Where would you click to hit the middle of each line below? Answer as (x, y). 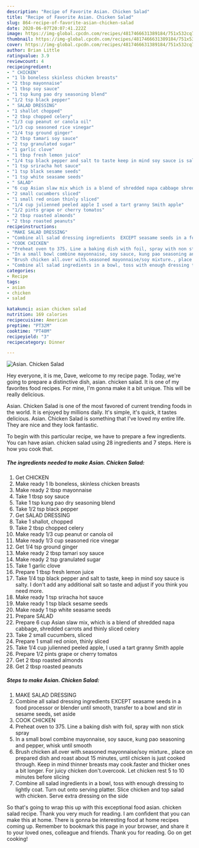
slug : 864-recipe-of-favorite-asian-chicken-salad (70, 23)
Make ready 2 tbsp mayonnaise (53, 490)
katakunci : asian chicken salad (46, 309)
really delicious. (26, 394)
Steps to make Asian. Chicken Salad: (53, 680)
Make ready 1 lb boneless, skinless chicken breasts (78, 484)
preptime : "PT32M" (29, 326)
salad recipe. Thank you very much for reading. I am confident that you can (98, 814)
